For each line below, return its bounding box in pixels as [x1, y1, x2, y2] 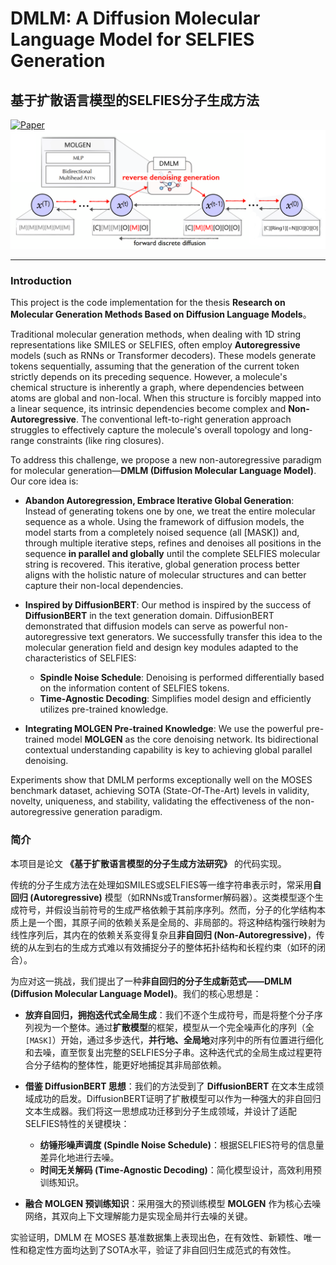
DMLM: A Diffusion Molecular [10, 7, 261, 30]
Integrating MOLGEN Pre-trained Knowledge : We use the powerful [24, 723, 305, 735]
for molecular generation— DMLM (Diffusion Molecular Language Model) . [10, 465, 317, 477]
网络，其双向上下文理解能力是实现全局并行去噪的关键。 [24, 1210, 253, 1222]
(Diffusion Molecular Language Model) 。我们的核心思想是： [10, 987, 262, 999]
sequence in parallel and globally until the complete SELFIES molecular [24, 548, 321, 560]
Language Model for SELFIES [10, 28, 255, 51]
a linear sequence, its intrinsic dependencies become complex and [10, 403, 287, 415]
